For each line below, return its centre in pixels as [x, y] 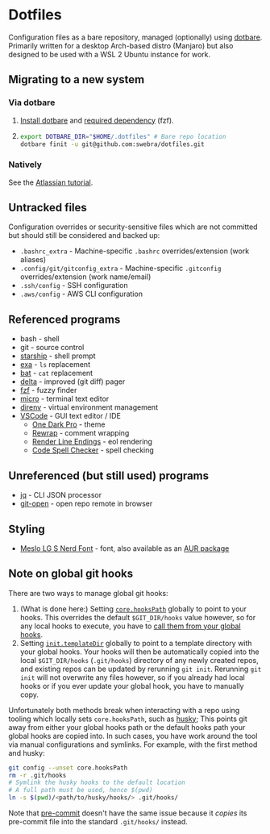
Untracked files [48, 208]
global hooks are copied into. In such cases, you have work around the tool [133, 736]
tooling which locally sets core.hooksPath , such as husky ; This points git [128, 719]
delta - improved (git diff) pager [73, 382]
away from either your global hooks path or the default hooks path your [127, 727]
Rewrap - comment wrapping [81, 433]
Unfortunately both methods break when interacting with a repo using [124, 710]
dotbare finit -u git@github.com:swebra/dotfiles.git [112, 144]
